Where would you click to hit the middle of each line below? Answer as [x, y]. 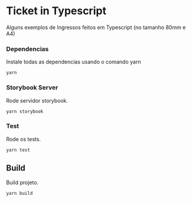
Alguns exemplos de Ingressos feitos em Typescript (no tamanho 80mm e [96, 27]
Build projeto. [22, 182]
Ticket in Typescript [56, 11]
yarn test [18, 150]
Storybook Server [32, 88]
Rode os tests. [24, 139]
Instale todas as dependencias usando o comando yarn [74, 62]
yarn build [19, 193]
